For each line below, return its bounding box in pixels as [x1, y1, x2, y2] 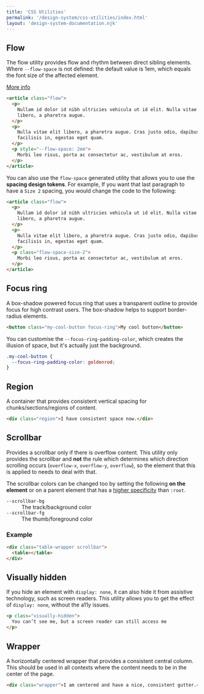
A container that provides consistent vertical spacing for [6, 397, 147, 405]
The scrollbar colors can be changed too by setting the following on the [6, 479, 186, 487]
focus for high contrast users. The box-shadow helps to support [6, 306, 167, 313]
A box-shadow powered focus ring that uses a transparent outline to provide [6, 299, 197, 307]
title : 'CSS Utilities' [6, 9, 67, 15]
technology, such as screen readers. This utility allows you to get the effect [6, 595, 194, 602]
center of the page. [6, 670, 55, 678]
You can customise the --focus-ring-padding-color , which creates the [6, 335, 183, 342]
